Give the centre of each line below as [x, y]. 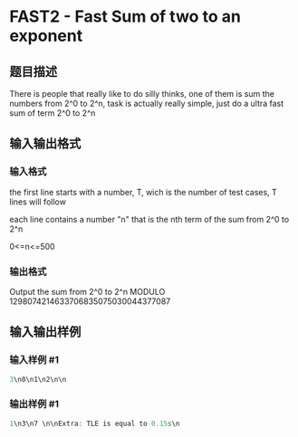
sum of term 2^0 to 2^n [53, 113]
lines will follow [38, 202]
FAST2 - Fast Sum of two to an [125, 17]
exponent [46, 36]
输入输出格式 [45, 143]
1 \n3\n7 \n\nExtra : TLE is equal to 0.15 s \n [95, 423]
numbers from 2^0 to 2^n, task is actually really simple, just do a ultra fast [147, 103]
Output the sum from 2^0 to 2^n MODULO [87, 291]
